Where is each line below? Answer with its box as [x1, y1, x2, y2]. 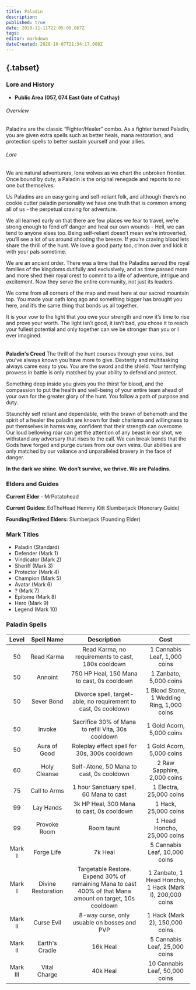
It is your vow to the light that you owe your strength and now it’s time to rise [6, 313, 190, 320]
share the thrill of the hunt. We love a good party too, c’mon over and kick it [6, 241, 188, 249]
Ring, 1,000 [149, 701, 182, 709]
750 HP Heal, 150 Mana [71, 670, 138, 678]
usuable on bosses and [72, 919, 136, 927]
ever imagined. [6, 332, 42, 339]
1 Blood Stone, [145, 687, 186, 695]
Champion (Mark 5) [14, 575, 62, 582]
